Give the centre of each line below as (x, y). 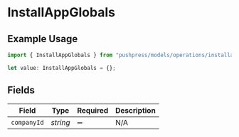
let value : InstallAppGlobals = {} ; (62, 68)
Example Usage (43, 39)
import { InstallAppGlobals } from (60, 55)
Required (93, 110)
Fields (21, 90)
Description (136, 110)
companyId (27, 122)
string (60, 122)
